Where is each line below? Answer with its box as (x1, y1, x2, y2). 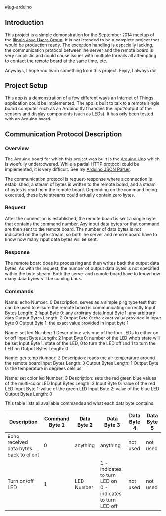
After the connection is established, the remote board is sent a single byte (5, 215, 156, 221)
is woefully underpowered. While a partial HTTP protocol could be (5, 161, 140, 167)
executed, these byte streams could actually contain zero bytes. (5, 192, 135, 198)
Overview (5, 145, 29, 152)
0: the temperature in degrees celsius (5, 365, 82, 372)
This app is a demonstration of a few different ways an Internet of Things (5, 95, 154, 101)
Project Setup (5, 81, 48, 90)
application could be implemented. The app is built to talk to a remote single (5, 100, 160, 106)
